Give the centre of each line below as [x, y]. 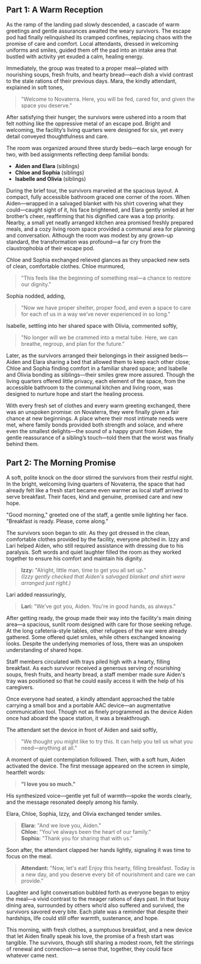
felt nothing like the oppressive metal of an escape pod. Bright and [88, 124]
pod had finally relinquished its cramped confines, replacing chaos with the [99, 37]
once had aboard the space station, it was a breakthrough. [79, 718]
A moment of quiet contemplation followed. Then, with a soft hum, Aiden [96, 759]
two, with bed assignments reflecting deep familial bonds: [78, 154]
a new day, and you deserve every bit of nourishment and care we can [108, 874]
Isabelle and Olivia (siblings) [50, 179]
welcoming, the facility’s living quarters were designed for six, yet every [95, 130]
